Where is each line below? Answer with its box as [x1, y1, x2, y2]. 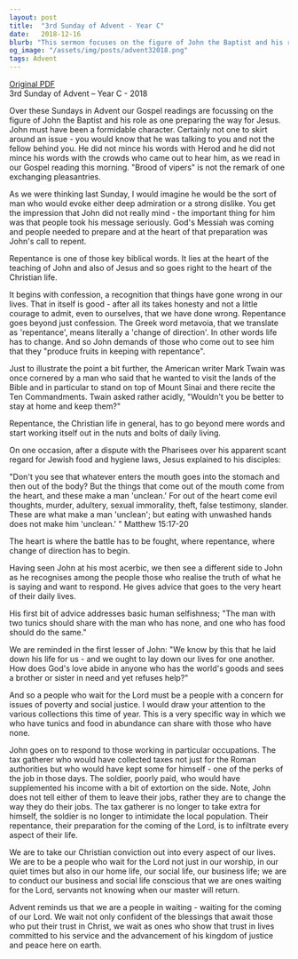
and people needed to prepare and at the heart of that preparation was [9, 227, 268, 236]
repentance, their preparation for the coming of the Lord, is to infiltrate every [9, 820, 289, 831]
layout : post [9, 12, 58, 22]
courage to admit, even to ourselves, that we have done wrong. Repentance [9, 308, 286, 318]
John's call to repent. [9, 236, 87, 246]
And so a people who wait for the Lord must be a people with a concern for [9, 690, 284, 700]
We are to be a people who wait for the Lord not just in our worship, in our [9, 857, 279, 867]
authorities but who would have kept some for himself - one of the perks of [9, 763, 284, 774]
